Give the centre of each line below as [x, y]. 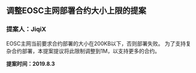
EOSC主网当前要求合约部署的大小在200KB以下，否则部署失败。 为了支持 [96, 43]
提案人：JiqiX [26, 29]
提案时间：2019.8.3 [31, 63]
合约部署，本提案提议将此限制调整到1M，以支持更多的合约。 [86, 51]
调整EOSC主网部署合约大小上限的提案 [76, 11]
